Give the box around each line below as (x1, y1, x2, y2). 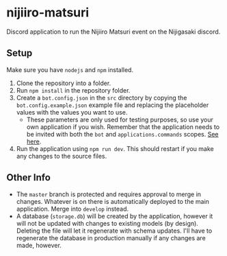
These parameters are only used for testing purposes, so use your (26, 115, 213, 124)
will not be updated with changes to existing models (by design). (16, 219, 199, 227)
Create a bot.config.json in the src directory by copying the (16, 93, 187, 102)
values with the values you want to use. (16, 108, 128, 116)
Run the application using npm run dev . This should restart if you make (16, 144, 214, 152)
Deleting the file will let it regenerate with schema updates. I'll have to (16, 226, 213, 235)
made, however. (16, 241, 62, 249)
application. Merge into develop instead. (16, 205, 129, 213)
